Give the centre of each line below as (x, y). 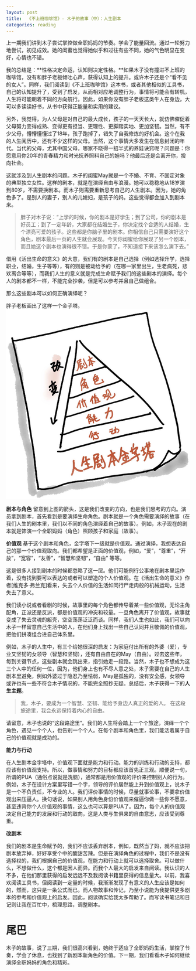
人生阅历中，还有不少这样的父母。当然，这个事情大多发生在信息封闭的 (95, 141)
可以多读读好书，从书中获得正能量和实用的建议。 (65, 107)
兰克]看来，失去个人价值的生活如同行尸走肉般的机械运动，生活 (110, 585)
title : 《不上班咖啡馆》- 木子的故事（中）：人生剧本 (64, 18)
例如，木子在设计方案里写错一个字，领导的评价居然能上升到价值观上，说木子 (98, 785)
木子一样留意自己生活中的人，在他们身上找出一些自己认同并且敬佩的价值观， (98, 627)
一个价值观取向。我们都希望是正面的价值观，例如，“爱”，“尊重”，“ (101, 551)
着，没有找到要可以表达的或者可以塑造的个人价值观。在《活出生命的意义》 (95, 578)
